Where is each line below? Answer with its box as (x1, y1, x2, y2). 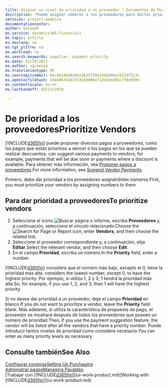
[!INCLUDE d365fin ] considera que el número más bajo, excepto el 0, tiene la (5, 265, 162, 271)
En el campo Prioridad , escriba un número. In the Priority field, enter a (12, 250, 157, 256)
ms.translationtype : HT (5, 68, 55, 73)
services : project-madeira (5, 17, 61, 22)
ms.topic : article (5, 36, 43, 41)
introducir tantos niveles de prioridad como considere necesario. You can (5, 328, 155, 334)
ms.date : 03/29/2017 (5, 59, 48, 64)
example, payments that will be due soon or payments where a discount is (5, 156, 158, 162)
